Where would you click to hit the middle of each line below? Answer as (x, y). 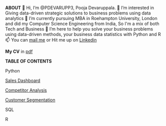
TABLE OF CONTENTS (28, 61)
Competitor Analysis (26, 90)
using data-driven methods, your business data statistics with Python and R (83, 34)
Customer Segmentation (30, 100)
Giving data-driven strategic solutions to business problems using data (78, 13)
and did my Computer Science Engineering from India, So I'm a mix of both (82, 23)
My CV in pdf (19, 51)
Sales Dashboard (23, 80)
